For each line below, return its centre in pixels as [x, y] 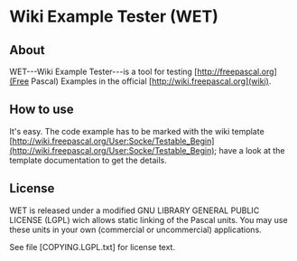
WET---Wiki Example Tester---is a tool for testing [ [103, 71]
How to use [42, 110]
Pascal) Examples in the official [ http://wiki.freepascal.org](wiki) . [151, 81]
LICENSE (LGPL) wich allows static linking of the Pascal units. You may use [148, 219]
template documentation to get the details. [88, 160]
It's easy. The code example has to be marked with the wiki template [137, 131]
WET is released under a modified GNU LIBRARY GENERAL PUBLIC [135, 210]
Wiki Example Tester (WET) [114, 17]
